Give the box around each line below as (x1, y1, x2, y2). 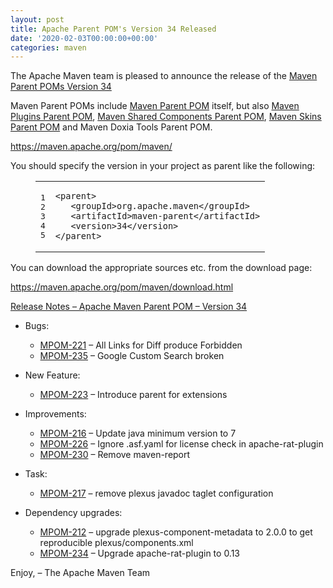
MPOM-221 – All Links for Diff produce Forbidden (39, 339, 243, 351)
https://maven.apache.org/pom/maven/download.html (10, 281, 234, 293)
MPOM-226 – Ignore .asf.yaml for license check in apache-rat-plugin (39, 438, 324, 450)
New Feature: (24, 369, 81, 381)
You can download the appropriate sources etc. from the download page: (10, 262, 313, 274)
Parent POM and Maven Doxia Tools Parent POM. (10, 121, 213, 133)
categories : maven (10, 42, 87, 53)
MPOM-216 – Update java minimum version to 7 (39, 427, 237, 440)
